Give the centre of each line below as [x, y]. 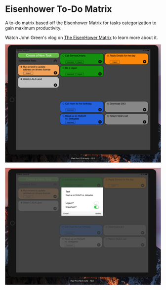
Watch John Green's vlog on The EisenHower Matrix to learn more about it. [82, 37]
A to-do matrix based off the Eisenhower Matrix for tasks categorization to [81, 23]
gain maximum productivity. [33, 28]
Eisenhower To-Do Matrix [59, 9]
